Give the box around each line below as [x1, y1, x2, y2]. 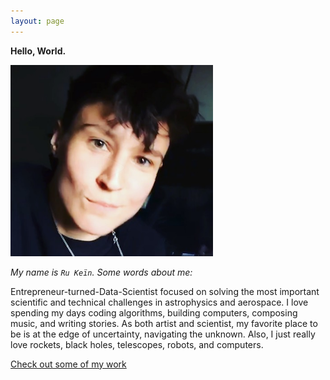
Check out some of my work [10, 358, 127, 370]
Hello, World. [10, 45, 67, 57]
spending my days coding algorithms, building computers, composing [10, 306, 298, 319]
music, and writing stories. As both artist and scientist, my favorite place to [10, 317, 318, 329]
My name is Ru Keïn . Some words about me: [10, 266, 193, 278]
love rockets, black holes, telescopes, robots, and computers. [10, 338, 264, 350]
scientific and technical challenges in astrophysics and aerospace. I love [10, 296, 309, 308]
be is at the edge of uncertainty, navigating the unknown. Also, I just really [10, 328, 316, 340]
